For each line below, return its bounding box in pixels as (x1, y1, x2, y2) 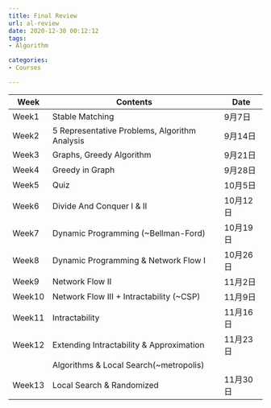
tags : (8, 34, 27, 43)
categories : (8, 56, 48, 64)
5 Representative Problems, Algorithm (52, 125, 196, 136)
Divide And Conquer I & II (52, 200, 148, 212)
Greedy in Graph (52, 164, 115, 175)
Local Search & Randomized (52, 379, 159, 390)
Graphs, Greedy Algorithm (52, 149, 152, 160)
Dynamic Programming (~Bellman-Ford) (52, 227, 206, 238)
